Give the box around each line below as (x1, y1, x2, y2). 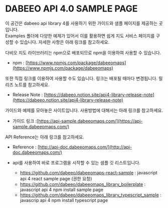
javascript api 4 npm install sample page (20, 186, 104, 192)
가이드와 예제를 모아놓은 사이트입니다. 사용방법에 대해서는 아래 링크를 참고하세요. (5, 107, 163, 113)
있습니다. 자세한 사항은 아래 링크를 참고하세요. (20, 39, 109, 45)
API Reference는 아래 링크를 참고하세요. (5, 134, 84, 140)
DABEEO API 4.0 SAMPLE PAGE (5, 3, 138, 15)
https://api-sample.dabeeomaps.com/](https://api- (38, 118, 143, 124)
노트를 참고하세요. (14, 81, 50, 88)
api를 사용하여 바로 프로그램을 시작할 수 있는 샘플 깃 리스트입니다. (12, 159, 140, 165)
